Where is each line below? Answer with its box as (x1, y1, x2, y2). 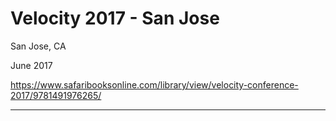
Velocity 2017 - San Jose (10, 7, 220, 30)
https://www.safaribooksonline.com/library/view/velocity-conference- (10, 78, 299, 91)
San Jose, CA (10, 40, 67, 52)
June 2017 (10, 59, 53, 71)
